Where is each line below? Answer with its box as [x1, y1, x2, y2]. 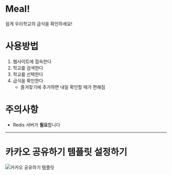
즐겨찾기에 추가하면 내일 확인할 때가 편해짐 [20, 84, 106, 90]
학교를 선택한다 [12, 71, 44, 77]
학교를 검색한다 [12, 64, 44, 71]
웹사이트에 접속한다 [12, 58, 52, 64]
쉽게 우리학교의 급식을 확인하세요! [5, 20, 73, 27]
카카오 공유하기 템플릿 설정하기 [5, 146, 127, 158]
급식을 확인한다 [12, 77, 44, 83]
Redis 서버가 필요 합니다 [12, 121, 60, 128]
